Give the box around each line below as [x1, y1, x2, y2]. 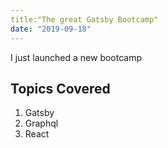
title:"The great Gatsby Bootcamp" [10, 14, 159, 25]
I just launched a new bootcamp [10, 51, 143, 63]
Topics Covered [10, 80, 111, 97]
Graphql [24, 117, 59, 130]
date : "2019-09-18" [10, 24, 92, 34]
